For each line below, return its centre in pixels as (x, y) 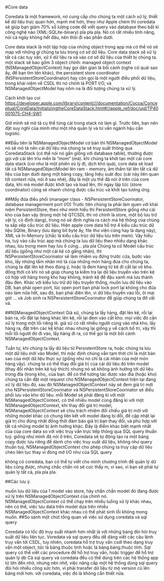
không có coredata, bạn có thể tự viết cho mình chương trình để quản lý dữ (81, 462)
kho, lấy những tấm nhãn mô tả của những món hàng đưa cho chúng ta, (77, 262)
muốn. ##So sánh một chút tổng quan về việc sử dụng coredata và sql (76, 517)
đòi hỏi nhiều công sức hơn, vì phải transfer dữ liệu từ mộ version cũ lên (78, 568)
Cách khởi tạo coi (23, 98)
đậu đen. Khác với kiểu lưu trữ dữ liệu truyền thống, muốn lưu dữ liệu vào (78, 282)
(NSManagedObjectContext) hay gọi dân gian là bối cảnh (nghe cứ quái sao (82, 68)
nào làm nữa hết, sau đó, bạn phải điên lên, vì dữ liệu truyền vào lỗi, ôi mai (80, 293)
